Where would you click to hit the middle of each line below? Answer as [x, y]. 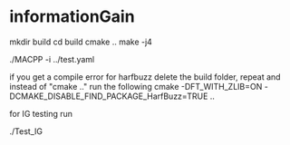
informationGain [72, 17]
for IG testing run [41, 113]
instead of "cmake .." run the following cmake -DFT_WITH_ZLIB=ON [136, 86]
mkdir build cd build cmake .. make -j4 [81, 42]
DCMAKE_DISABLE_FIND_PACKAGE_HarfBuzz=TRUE [109, 96]
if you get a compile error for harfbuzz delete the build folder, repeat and [145, 77]
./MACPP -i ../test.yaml [52, 59]
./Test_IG [26, 131]
